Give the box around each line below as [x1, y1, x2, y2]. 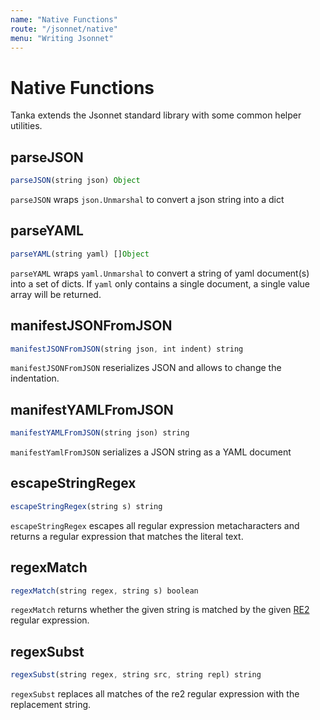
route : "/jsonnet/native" [10, 24, 118, 34]
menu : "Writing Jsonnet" [10, 33, 114, 43]
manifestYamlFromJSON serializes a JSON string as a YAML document [10, 446, 292, 458]
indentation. [10, 372, 60, 385]
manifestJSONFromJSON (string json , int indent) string [10, 344, 244, 354]
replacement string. [10, 699, 92, 711]
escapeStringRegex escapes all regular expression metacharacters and [10, 519, 300, 531]
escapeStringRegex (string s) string [10, 501, 163, 511]
